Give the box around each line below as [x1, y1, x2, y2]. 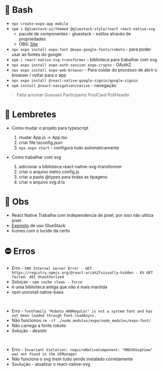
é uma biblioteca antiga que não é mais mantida [11, 284, 108, 290]
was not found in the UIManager [11, 352, 77, 356]
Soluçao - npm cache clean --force [11, 279, 83, 284]
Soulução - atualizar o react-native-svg [11, 361, 91, 367]
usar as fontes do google [11, 51, 62, 57]
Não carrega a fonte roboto [11, 322, 66, 328]
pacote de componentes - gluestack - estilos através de [18, 31, 131, 36]
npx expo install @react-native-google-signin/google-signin [11, 78, 138, 83]
